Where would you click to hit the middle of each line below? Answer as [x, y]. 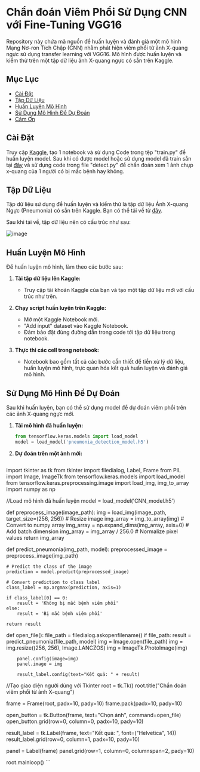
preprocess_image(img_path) [42, 555]
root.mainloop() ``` [28, 762]
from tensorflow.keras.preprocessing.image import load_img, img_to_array [98, 482]
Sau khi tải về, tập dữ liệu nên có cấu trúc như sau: [69, 222]
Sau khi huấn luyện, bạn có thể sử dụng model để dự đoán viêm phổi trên [96, 407]
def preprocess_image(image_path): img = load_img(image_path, [86, 512]
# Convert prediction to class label [53, 582]
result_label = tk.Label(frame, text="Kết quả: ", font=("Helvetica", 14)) [91, 733]
